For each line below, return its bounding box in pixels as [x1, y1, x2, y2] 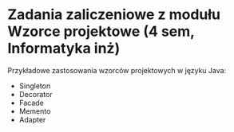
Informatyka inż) [7, 40, 121, 57]
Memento [18, 106, 51, 116]
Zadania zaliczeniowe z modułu [7, 6, 221, 24]
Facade [18, 98, 45, 107]
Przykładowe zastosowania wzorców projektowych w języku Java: [7, 65, 227, 75]
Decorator [18, 89, 53, 99]
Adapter [18, 115, 46, 124]
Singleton [18, 81, 51, 91]
